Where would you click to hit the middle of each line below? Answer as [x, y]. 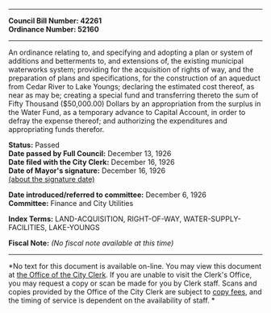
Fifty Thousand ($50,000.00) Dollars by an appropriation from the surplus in [135, 104]
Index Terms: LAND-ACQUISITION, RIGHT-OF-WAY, [95, 219]
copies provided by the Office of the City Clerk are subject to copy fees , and [135, 292]
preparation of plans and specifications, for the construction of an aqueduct [134, 78]
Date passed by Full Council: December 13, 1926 [90, 153]
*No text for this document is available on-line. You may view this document [135, 266]
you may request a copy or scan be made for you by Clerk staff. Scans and [133, 283]
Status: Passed [34, 145]
